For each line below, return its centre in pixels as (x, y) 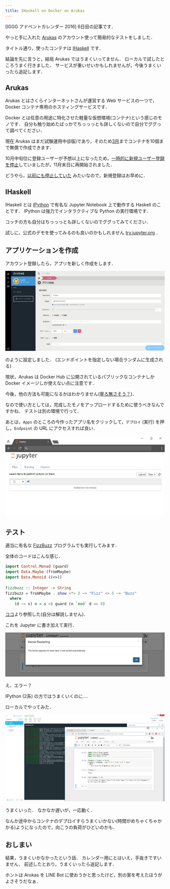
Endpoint (24, 428)
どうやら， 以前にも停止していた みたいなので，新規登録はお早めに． (77, 176)
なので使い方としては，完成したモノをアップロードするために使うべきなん (83, 404)
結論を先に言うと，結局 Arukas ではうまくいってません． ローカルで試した (83, 59)
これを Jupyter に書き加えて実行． (41, 625)
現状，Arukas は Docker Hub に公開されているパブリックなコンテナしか (80, 376)
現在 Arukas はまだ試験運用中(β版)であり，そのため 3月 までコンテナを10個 (82, 141)
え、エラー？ (18, 685)
